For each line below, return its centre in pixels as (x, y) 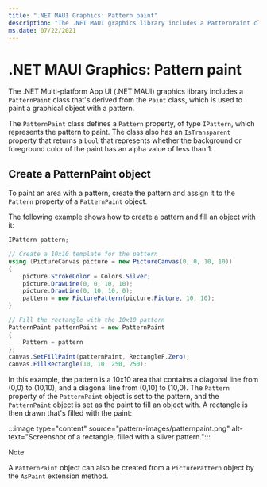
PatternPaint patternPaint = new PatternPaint (87, 327)
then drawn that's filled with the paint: (70, 413)
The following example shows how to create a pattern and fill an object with (132, 217)
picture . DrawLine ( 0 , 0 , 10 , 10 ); (78, 284)
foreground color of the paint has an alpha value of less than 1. (110, 149)
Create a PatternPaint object (79, 174)
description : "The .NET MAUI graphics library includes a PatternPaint (129, 23)
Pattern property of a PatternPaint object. (78, 201)
